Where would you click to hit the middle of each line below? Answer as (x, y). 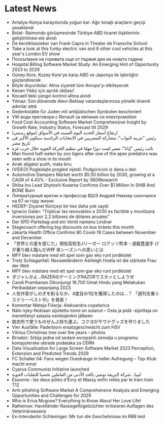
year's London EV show (36, 54)
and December (27, 237)
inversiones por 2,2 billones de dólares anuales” (61, 216)
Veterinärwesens (29, 411)
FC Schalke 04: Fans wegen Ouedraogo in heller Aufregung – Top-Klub (84, 358)
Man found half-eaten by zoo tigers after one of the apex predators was (84, 153)
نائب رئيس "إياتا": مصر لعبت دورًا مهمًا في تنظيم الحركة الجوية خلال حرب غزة (82, 148)
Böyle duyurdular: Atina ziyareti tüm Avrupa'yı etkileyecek (70, 85)
